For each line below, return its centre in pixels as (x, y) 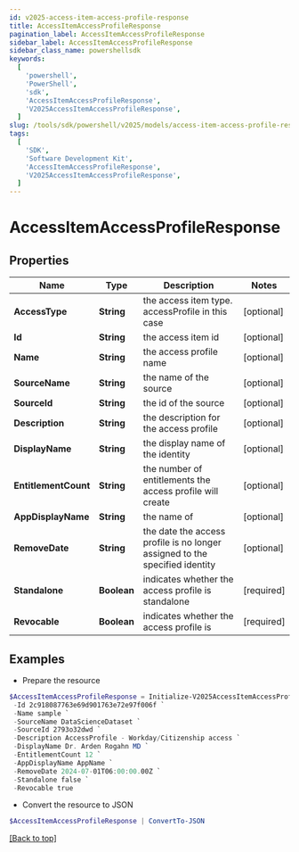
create (157, 502)
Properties (39, 260)
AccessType (40, 311)
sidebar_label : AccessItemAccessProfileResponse (101, 42)
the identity (166, 454)
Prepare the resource (61, 680)
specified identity (179, 565)
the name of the (176, 377)
